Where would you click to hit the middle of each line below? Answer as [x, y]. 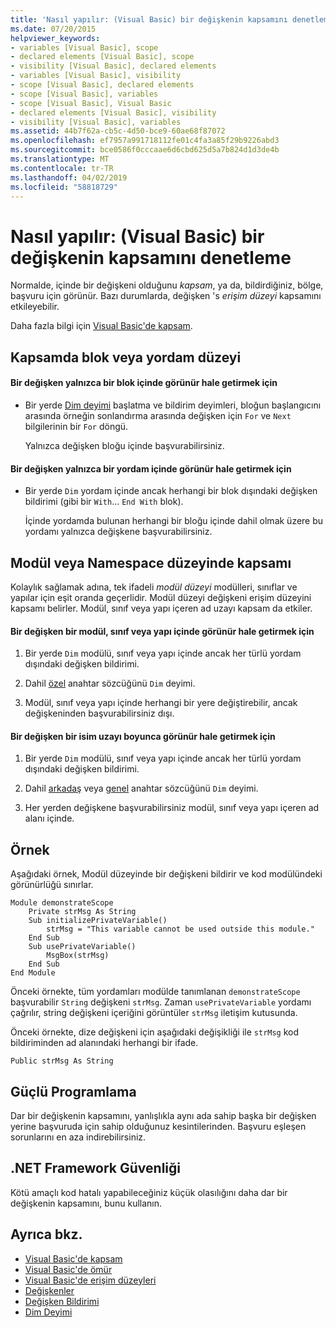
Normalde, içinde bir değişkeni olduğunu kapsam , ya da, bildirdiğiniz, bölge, [167, 285]
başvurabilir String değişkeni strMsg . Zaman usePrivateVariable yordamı [161, 1002]
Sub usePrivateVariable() [82, 947]
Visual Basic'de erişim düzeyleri [90, 1280]
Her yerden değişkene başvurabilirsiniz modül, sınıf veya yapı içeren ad [172, 808]
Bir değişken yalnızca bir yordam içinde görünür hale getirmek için [151, 468]
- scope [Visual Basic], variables [84, 94]
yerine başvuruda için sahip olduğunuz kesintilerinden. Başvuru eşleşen [158, 1126]
